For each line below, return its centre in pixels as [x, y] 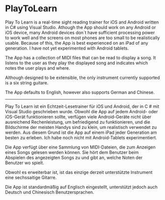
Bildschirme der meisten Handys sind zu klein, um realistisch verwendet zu [81, 127]
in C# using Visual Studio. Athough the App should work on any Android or [81, 27]
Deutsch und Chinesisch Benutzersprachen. [50, 192]
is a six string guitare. [27, 83]
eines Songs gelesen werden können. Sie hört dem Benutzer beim [72, 152]
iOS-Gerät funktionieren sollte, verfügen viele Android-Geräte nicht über [78, 117]
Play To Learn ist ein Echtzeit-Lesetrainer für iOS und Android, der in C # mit [82, 106]
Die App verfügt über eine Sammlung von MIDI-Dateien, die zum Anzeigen [80, 147]
